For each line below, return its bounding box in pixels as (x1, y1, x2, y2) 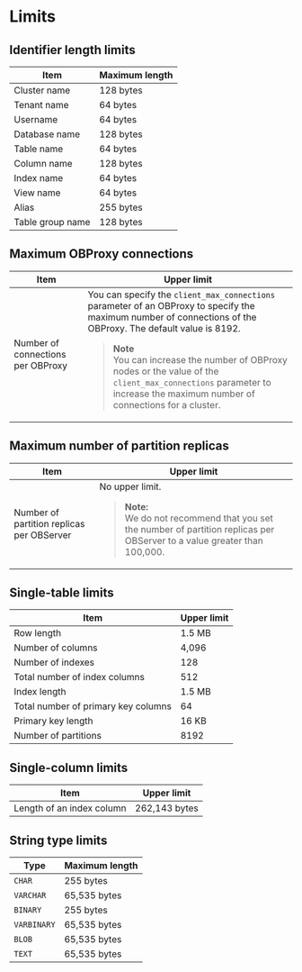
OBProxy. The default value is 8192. (87, 322, 241, 334)
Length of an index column (13, 802, 127, 814)
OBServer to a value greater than (124, 534, 263, 547)
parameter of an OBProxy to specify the (87, 299, 255, 312)
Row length (13, 627, 61, 640)
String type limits (9, 832, 108, 848)
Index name (13, 172, 64, 184)
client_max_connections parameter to (112, 376, 271, 388)
